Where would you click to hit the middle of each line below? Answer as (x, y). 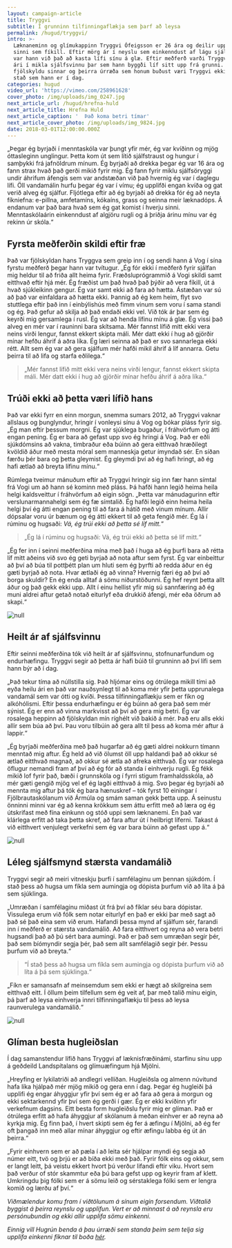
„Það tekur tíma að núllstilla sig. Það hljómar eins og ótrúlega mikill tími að (112, 682)
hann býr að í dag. (33, 668)
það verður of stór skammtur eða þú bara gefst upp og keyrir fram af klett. (113, 1173)
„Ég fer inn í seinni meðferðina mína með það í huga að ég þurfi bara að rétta (116, 550)
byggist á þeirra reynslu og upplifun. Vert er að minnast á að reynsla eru (110, 1209)
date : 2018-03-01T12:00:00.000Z (54, 129)
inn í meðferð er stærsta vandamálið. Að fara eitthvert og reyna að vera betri (115, 929)
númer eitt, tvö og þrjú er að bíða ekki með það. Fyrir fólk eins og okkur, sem (116, 1159)
